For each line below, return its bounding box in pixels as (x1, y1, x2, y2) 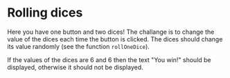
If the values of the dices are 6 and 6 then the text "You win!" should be (7, 55, 211, 64)
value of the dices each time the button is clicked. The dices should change (7, 35, 223, 43)
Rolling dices (7, 5, 83, 21)
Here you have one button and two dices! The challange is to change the (7, 28, 215, 36)
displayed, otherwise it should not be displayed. (7, 63, 143, 71)
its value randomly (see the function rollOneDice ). (7, 42, 150, 50)
